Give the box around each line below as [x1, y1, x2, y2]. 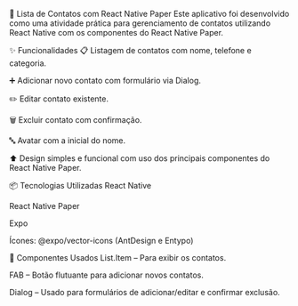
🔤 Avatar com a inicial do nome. [9, 135, 126, 146]
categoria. [9, 58, 47, 68]
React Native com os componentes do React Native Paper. [9, 28, 224, 37]
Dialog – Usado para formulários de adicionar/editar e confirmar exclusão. [9, 287, 280, 297]
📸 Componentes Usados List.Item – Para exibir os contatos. [9, 253, 227, 262]
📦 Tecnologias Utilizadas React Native [9, 181, 152, 190]
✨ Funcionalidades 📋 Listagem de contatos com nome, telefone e [9, 45, 252, 55]
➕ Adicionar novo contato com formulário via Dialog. [9, 76, 202, 85]
